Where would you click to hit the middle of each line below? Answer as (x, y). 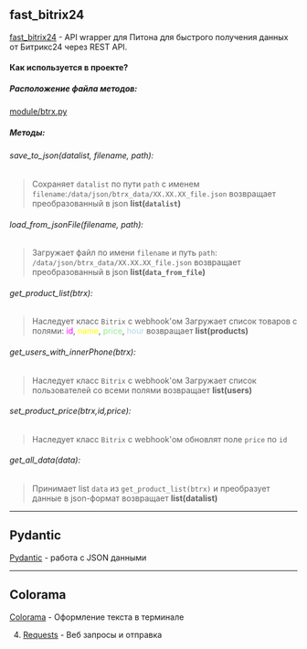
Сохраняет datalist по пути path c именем (116, 184)
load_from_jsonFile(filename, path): (77, 224)
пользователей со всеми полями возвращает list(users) (142, 390)
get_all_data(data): (45, 460)
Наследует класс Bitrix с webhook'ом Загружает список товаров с (164, 321)
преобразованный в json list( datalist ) (106, 203)
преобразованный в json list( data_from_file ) (118, 272)
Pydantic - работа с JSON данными (78, 558)
